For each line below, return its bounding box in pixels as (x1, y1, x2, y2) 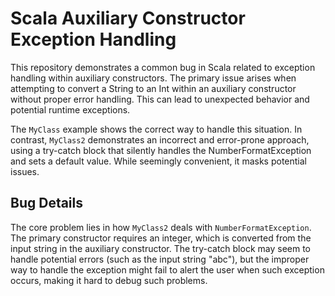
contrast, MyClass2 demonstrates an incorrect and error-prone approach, (10, 133, 310, 146)
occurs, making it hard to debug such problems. (10, 274, 208, 286)
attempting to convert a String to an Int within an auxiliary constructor (10, 82, 297, 94)
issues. (10, 165, 40, 177)
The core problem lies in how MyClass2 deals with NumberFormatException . (10, 221, 312, 233)
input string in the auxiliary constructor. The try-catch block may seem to (10, 242, 311, 254)
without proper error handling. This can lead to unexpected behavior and (10, 93, 310, 105)
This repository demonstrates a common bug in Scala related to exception (10, 61, 316, 73)
